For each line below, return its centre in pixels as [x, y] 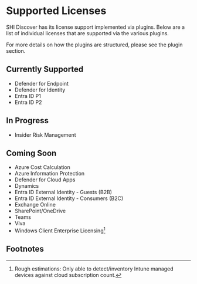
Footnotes [25, 249]
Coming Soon [31, 153]
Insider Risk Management [45, 135]
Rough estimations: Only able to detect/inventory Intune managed [94, 269]
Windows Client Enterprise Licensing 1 [60, 230]
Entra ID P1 [28, 96]
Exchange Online [35, 205]
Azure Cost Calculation [42, 167]
